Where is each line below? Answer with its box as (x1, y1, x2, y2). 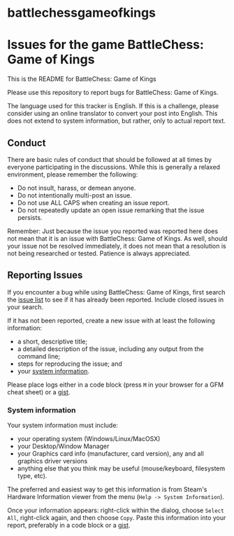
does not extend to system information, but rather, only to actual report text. (7, 117, 226, 125)
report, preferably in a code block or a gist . (7, 521, 131, 530)
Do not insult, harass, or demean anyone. (17, 184, 136, 192)
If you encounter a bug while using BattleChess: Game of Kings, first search (7, 288, 226, 296)
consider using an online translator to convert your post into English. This (7, 110, 218, 118)
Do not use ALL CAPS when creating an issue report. (17, 198, 170, 207)
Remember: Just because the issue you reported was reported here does (7, 227, 219, 235)
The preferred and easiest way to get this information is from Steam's (7, 485, 207, 493)
